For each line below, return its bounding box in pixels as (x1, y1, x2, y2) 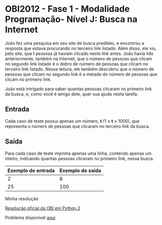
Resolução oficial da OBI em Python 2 (5, 205, 81, 211)
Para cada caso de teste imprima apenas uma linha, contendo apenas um (5, 150, 152, 156)
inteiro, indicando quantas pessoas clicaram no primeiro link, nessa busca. (5, 155, 154, 161)
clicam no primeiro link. (5, 76, 52, 82)
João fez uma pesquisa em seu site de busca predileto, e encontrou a (5, 40, 145, 46)
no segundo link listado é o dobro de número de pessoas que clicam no (5, 61, 148, 67)
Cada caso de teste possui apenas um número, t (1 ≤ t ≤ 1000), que (5, 118, 140, 124)
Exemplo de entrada (7, 167, 55, 174)
